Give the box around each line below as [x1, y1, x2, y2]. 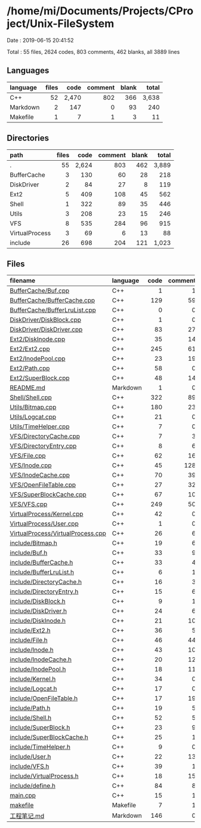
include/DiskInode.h [10, 617, 66, 625]
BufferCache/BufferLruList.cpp [10, 306, 96, 314]
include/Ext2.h [10, 626, 51, 634]
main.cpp [10, 792, 36, 800]
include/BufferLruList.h [10, 568, 74, 576]
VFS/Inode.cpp [10, 461, 52, 470]
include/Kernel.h [10, 675, 56, 683]
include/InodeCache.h [10, 655, 72, 664]
